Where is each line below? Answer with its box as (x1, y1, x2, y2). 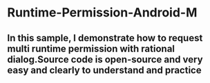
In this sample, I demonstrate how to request (7, 32, 203, 44)
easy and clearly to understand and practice (7, 64, 202, 76)
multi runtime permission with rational (7, 43, 175, 54)
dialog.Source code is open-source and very (7, 54, 203, 65)
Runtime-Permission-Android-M (7, 5, 198, 21)
